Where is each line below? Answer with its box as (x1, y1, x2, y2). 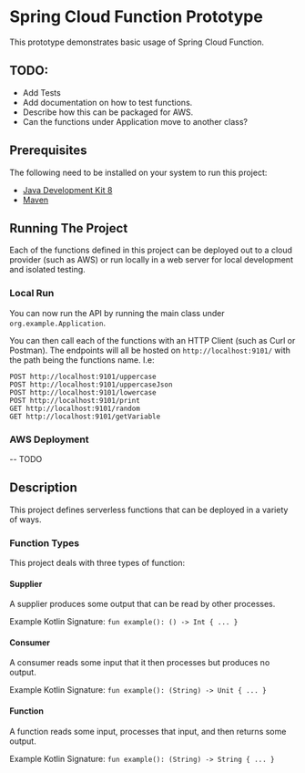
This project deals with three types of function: (9, 558, 186, 569)
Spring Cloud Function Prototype (9, 6, 264, 27)
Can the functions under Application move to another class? (22, 116, 249, 127)
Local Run (9, 287, 55, 300)
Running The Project (9, 221, 128, 236)
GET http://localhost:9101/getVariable (9, 412, 161, 421)
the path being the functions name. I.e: (9, 354, 155, 366)
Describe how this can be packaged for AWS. (22, 107, 194, 118)
